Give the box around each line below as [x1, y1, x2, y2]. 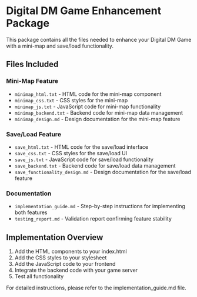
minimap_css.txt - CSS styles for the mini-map [14, 96, 128, 104]
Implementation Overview [6, 232, 103, 242]
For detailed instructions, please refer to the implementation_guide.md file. [6, 284, 186, 292]
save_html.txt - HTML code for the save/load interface [14, 143, 149, 151]
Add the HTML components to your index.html [14, 248, 128, 255]
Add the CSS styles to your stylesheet [14, 254, 107, 261]
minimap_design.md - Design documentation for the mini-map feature [14, 115, 181, 122]
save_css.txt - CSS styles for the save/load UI [14, 149, 128, 156]
